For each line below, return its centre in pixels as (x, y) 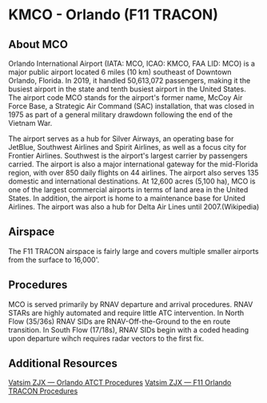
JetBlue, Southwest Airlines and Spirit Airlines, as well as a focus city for (128, 147)
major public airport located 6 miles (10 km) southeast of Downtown (120, 72)
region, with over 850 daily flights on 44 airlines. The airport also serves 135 (133, 173)
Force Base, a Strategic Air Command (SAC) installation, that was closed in (131, 106)
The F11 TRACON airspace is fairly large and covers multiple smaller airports (133, 251)
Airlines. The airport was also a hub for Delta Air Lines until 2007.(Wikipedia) (134, 207)
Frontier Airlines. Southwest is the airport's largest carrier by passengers (128, 155)
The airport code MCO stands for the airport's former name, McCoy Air (126, 97)
